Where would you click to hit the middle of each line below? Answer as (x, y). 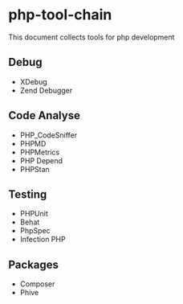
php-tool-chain (60, 15)
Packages (33, 264)
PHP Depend (41, 160)
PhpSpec (35, 231)
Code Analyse (44, 115)
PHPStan (35, 169)
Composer (37, 284)
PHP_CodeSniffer (49, 135)
